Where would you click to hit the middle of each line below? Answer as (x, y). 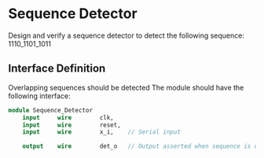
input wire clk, (68, 118)
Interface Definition (57, 69)
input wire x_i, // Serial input (101, 132)
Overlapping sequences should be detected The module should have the (126, 87)
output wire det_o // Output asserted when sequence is (137, 146)
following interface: (39, 96)
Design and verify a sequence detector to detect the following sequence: (126, 35)
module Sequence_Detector (50, 110)
